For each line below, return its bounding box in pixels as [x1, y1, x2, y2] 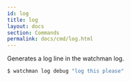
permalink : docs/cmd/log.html [7, 36, 94, 43]
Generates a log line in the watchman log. [7, 54, 125, 62]
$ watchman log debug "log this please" [7, 68, 125, 75]
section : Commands [7, 29, 60, 36]
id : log [7, 10, 29, 17]
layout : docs [7, 23, 45, 30]
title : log [7, 16, 38, 23]
